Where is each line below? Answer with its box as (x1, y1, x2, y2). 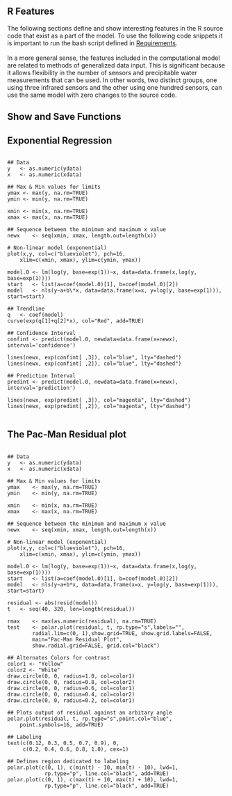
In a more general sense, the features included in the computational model (7, 54, 220, 62)
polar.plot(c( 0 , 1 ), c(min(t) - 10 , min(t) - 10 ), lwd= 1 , (7, 764, 179, 771)
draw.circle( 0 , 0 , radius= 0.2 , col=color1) (7, 696, 135, 704)
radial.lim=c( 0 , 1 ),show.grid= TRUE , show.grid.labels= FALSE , (32, 630, 213, 637)
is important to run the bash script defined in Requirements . (7, 38, 178, 47)
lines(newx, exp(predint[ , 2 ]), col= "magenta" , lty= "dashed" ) (7, 403, 191, 410)
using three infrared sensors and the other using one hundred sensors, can (7, 83, 222, 91)
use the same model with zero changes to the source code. (7, 91, 177, 99)
